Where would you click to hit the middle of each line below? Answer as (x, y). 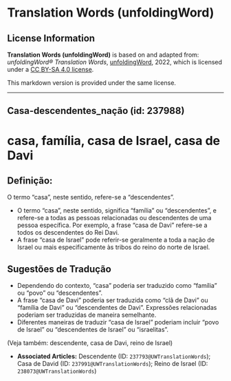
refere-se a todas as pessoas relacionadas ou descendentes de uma (114, 218)
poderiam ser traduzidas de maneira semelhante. (87, 315)
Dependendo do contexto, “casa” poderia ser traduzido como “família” (117, 286)
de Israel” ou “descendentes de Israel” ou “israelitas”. (93, 330)
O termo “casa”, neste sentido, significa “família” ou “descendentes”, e (117, 211)
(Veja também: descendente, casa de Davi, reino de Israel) (90, 343)
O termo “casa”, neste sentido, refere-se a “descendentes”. (91, 197)
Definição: (30, 180)
